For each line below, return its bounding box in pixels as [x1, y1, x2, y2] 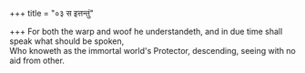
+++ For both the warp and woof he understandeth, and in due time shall [9, 26, 283, 36]
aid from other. [9, 55, 66, 66]
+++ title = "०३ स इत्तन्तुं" [9, 8, 94, 18]
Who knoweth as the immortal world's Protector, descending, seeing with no [9, 46, 296, 56]
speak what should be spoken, [9, 36, 125, 47]
